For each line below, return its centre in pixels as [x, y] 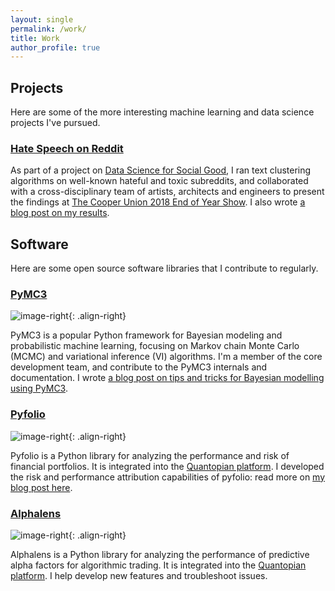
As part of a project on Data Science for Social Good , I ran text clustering [161, 170]
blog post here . [41, 487]
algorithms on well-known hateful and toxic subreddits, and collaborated [159, 181]
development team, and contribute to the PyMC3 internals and [139, 367]
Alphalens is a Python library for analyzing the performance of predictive [160, 555]
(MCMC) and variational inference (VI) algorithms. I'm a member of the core [166, 357]
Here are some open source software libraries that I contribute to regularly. [164, 268]
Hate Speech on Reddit [67, 148]
